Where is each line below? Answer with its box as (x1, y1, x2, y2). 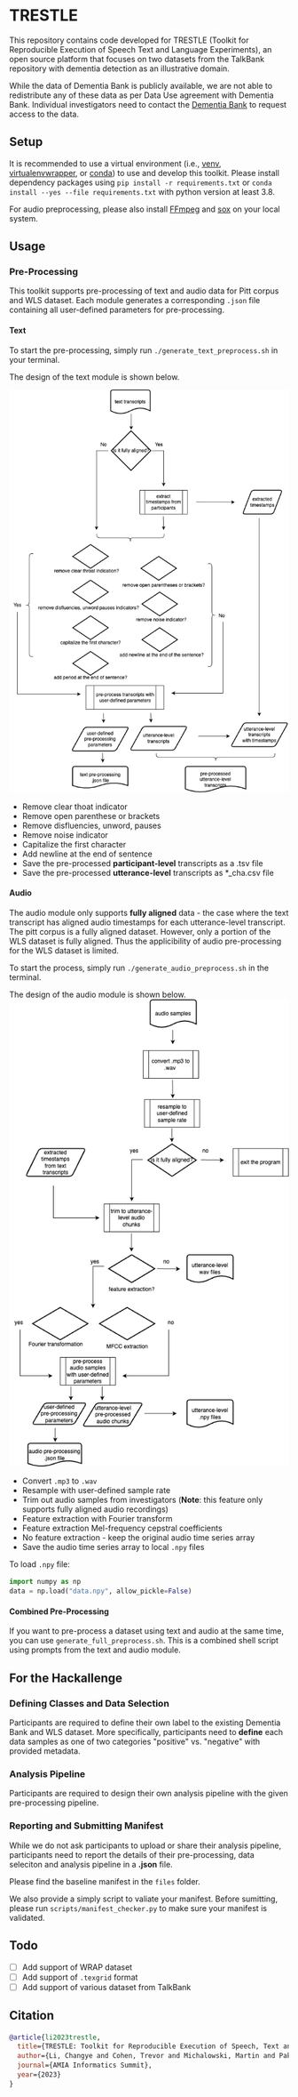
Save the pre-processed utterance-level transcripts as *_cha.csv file (21, 867, 275, 878)
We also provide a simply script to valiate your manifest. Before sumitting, (9, 1893, 278, 1904)
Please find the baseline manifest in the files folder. (9, 1876, 201, 1886)
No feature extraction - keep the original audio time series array (21, 1532, 255, 1543)
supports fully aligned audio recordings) (21, 1504, 169, 1514)
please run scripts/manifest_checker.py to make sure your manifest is (9, 1902, 268, 1913)
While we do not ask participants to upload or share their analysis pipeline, (9, 1840, 282, 1851)
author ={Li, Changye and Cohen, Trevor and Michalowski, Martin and (17, 2052, 276, 2061)
